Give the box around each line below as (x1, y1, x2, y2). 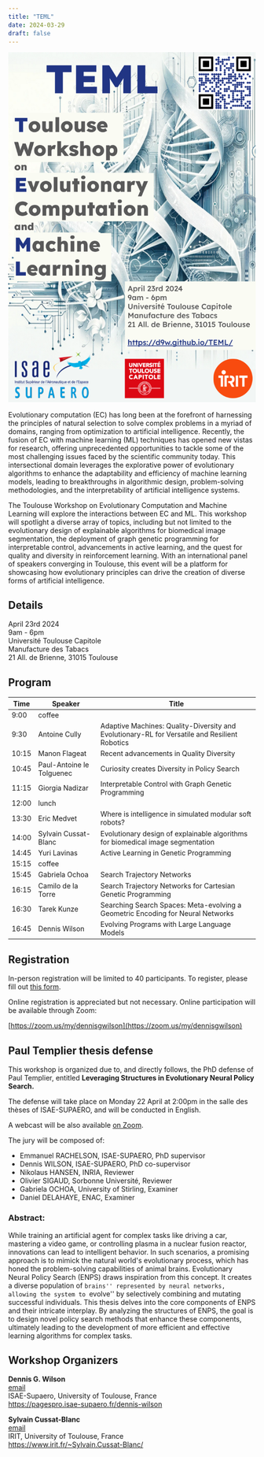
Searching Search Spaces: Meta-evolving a (100, 900, 242, 910)
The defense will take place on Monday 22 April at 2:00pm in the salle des (8, 1097, 248, 1107)
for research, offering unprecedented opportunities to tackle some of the (8, 443, 244, 453)
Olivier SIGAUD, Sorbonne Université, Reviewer (19, 1176, 173, 1185)
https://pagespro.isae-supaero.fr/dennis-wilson (8, 1400, 163, 1409)
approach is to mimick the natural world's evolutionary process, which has (8, 1255, 249, 1265)
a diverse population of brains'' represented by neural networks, (8, 1281, 225, 1290)
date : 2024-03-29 (8, 20, 65, 29)
